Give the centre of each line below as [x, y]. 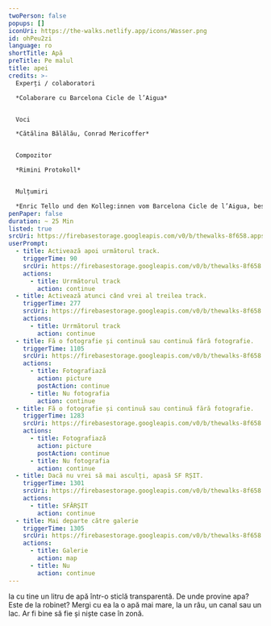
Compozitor [34, 155]
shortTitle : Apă [35, 53]
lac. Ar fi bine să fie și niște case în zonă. [76, 613]
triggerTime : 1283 [54, 416]
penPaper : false [35, 214]
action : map [58, 558]
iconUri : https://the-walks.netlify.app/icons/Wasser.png [108, 31]
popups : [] [27, 23]
